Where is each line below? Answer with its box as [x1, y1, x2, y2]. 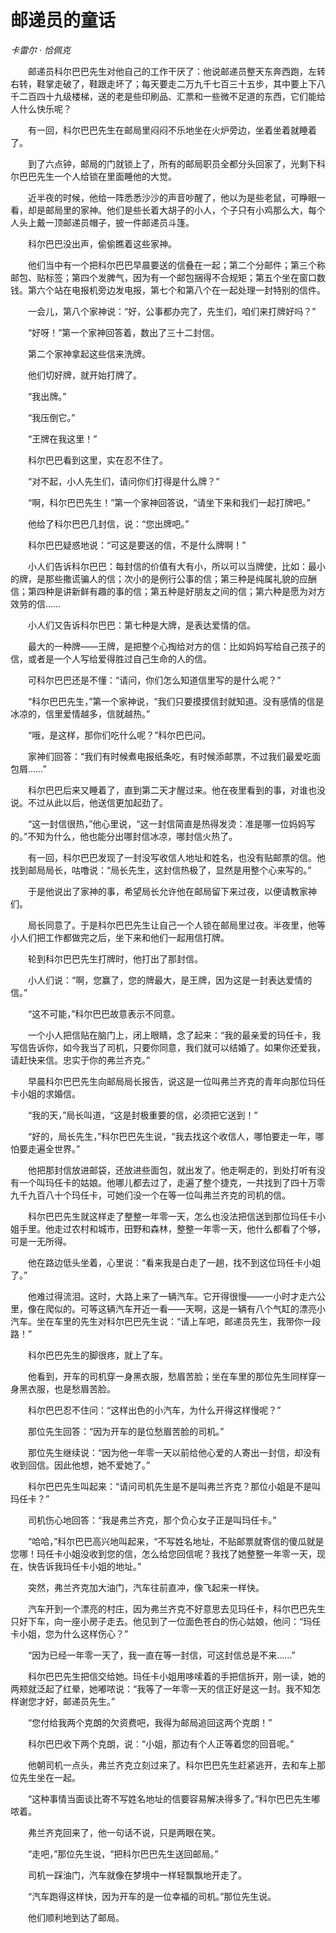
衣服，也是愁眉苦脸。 [27, 1382, 116, 1395]
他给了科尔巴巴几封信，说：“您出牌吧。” [27, 517, 190, 530]
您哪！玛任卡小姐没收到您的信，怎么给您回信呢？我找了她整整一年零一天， [10, 1547, 317, 1560]
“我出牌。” [27, 390, 67, 402]
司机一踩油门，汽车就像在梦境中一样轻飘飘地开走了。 [27, 1869, 247, 1881]
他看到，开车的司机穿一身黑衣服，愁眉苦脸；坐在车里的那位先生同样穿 [27, 1370, 317, 1382]
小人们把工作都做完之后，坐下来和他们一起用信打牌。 [10, 931, 230, 943]
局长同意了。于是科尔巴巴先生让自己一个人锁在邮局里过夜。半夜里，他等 [27, 919, 326, 931]
